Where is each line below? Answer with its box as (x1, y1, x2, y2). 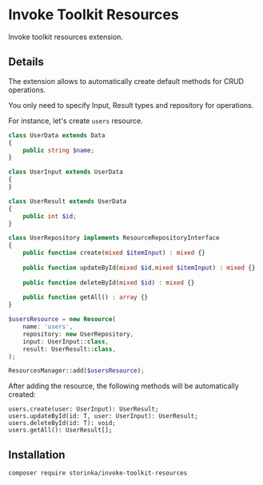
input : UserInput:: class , (22, 337, 110, 345)
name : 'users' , (22, 323, 74, 331)
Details (8, 55, 44, 69)
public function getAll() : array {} (22, 293, 149, 301)
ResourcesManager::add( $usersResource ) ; (8, 367, 145, 375)
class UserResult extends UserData (8, 197, 127, 205)
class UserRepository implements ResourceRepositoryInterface (8, 234, 220, 242)
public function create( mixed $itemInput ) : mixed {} (22, 249, 205, 257)
